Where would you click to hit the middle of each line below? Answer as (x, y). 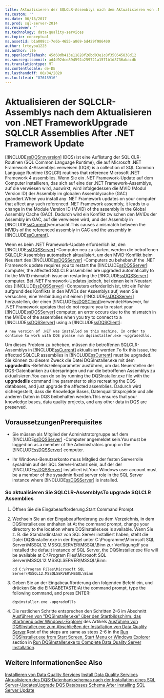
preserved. (16, 407)
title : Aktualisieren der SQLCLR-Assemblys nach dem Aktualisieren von (79, 10)
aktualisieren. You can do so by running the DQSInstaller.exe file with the (77, 376)
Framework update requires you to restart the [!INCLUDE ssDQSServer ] (76, 265)
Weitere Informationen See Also (54, 663)
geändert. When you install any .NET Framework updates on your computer (81, 198)
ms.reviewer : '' (21, 28)
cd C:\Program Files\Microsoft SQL (48, 569)
